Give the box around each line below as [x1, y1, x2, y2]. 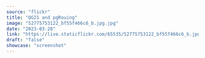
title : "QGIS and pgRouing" [6, 14, 78, 21]
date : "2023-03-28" [6, 25, 56, 32]
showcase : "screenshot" [6, 43, 67, 49]
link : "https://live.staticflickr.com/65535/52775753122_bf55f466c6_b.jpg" [6, 31, 203, 37]
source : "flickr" [6, 8, 51, 15]
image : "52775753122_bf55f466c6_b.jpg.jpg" [6, 20, 119, 26]
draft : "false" [6, 37, 45, 43]
